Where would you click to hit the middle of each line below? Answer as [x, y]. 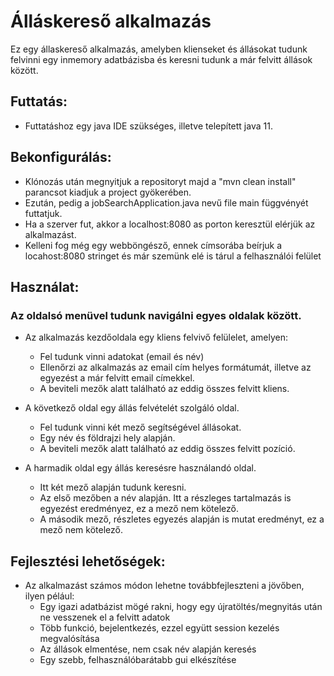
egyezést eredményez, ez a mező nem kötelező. [139, 509]
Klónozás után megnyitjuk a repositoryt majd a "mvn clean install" [160, 181]
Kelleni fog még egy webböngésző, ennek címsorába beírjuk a [153, 245]
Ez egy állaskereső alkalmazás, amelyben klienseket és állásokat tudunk [159, 49]
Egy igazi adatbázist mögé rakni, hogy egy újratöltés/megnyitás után [181, 607]
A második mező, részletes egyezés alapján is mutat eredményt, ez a [182, 519]
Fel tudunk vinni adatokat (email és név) [122, 357]
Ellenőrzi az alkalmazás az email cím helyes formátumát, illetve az [175, 367]
